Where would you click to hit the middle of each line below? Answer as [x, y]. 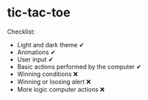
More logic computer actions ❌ [61, 89]
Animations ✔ [36, 52]
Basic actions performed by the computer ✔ [79, 66]
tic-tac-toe [39, 13]
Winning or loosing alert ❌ [54, 82]
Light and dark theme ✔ [50, 45]
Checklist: [21, 32]
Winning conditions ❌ [47, 74]
